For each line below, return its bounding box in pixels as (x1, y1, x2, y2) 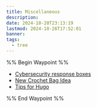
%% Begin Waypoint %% (6, 58, 69, 66)
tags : (6, 37, 20, 43)
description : (6, 14, 39, 20)
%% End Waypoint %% (6, 94, 64, 102)
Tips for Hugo (14, 83, 50, 90)
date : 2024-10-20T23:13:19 (6, 20, 74, 26)
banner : (6, 31, 26, 37)
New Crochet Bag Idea (14, 76, 71, 84)
